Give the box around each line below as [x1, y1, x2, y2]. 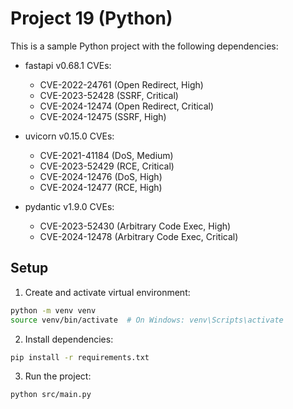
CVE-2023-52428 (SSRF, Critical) [39, 89, 179, 101]
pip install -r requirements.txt [10, 352, 150, 362]
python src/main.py [10, 390, 92, 400]
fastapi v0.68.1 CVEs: [24, 59, 112, 71]
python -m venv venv [10, 305, 97, 316]
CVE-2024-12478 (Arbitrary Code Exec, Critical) [39, 230, 239, 242]
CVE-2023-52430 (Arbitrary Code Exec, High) [39, 220, 232, 232]
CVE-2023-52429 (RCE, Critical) [39, 160, 175, 172]
